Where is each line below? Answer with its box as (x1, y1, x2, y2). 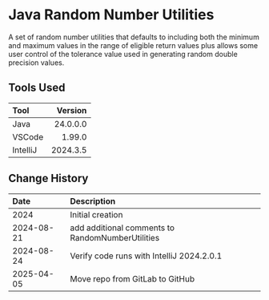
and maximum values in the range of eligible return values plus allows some (8, 40, 259, 50)
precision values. (8, 58, 65, 67)
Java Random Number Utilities (8, 6, 215, 24)
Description (70, 195, 116, 206)
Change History (8, 172, 89, 185)
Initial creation (70, 209, 123, 220)
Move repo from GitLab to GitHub (70, 273, 195, 284)
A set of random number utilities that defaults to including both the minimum (8, 32, 260, 42)
